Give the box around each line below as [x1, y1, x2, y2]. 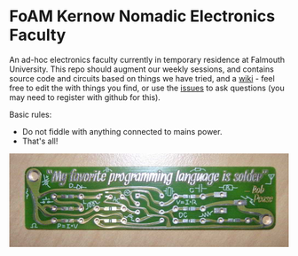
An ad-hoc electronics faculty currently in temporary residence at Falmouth [9, 54, 286, 65]
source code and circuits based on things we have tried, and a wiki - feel [9, 73, 275, 83]
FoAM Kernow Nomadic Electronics [9, 6, 276, 27]
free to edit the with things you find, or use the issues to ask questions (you [9, 82, 286, 93]
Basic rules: [9, 109, 52, 120]
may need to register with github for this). [9, 91, 161, 103]
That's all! [21, 136, 59, 146]
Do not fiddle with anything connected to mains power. [21, 126, 223, 136]
